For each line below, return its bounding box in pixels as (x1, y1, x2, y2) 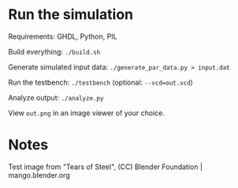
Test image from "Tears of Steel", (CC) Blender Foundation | (8, 162, 203, 171)
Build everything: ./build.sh (8, 47, 101, 56)
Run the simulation (8, 6, 134, 24)
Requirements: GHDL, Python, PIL (8, 32, 117, 41)
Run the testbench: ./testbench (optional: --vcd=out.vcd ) (8, 77, 193, 87)
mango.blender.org (8, 170, 70, 179)
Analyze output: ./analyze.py (8, 92, 104, 102)
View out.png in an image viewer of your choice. (8, 108, 165, 118)
